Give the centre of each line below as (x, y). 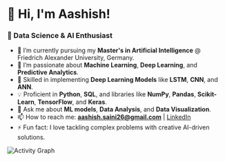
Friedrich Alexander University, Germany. (76, 58)
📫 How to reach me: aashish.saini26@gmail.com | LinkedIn (104, 117)
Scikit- (207, 94)
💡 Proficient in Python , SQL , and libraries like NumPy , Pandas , (107, 94)
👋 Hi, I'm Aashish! (59, 14)
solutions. (31, 138)
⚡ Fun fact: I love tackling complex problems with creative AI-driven (113, 127)
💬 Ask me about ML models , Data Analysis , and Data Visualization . (114, 109)
